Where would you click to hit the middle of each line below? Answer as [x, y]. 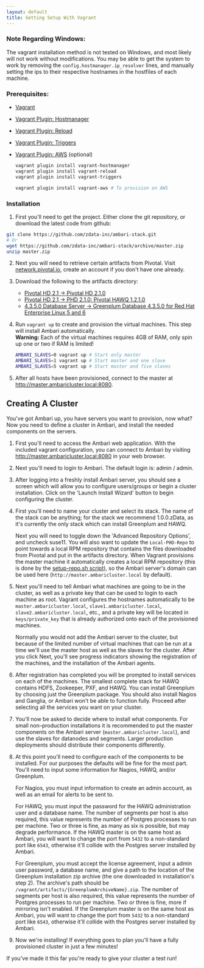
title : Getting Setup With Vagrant [51, 18]
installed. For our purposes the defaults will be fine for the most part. [101, 763]
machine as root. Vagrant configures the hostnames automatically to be [105, 599]
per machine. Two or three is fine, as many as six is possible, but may [102, 825]
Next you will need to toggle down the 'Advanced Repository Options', [103, 536]
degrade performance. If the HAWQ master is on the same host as [98, 832]
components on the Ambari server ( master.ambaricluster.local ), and [102, 731]
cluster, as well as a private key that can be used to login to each [96, 593]
